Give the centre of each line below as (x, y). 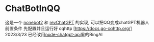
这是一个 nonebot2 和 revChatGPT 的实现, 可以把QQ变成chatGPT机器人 (77, 22)
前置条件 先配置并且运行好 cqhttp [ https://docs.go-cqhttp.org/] (69, 28)
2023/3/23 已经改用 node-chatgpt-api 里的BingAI (54, 34)
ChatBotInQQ (33, 8)
